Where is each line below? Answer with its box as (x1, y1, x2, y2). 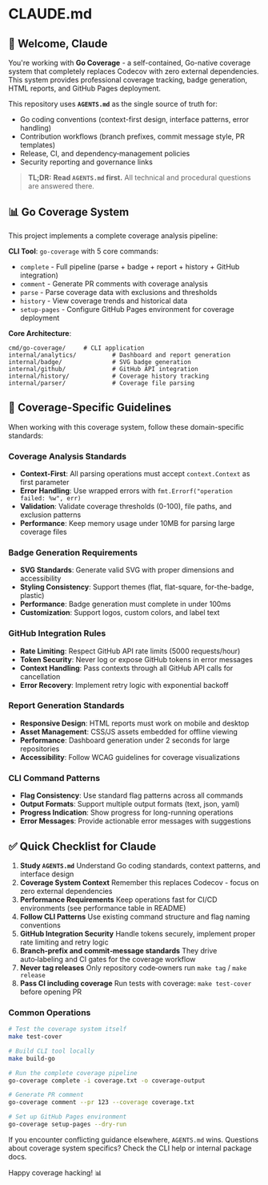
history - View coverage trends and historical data (19, 296, 188, 305)
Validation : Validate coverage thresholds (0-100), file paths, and (19, 501, 232, 511)
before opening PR (19, 987, 82, 997)
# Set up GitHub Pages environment (8, 1113, 127, 1121)
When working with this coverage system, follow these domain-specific (8, 422, 245, 431)
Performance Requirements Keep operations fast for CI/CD (19, 895, 218, 904)
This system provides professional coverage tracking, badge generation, (8, 75, 248, 84)
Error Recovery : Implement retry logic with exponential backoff (19, 680, 230, 690)
